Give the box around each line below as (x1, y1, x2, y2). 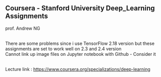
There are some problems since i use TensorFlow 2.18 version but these (5, 40, 155, 46)
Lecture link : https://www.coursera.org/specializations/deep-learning (5, 66, 150, 72)
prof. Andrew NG (5, 25, 40, 31)
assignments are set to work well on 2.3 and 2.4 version (5, 45, 122, 52)
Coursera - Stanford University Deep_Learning (5, 4, 155, 13)
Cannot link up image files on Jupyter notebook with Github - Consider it (5, 51, 156, 57)
